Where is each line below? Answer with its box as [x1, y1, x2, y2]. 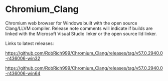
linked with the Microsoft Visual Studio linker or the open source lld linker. [5, 30, 157, 36]
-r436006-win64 [5, 70, 41, 76]
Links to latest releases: [5, 40, 54, 46]
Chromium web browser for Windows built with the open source [5, 20, 137, 26]
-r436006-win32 [5, 55, 41, 61]
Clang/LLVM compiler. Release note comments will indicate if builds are [5, 25, 153, 31]
